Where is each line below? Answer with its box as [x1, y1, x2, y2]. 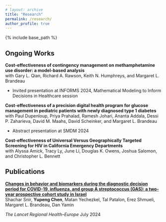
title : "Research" [5, 12, 43, 17]
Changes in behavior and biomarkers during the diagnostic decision [5, 180, 148, 186]
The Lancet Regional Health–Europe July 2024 [5, 211, 101, 217]
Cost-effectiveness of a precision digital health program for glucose [5, 103, 149, 109]
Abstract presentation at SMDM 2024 [12, 128, 89, 134]
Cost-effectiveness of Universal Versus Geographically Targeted [5, 137, 142, 144]
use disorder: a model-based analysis [5, 67, 85, 73]
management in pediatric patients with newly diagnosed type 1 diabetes [5, 108, 157, 114]
